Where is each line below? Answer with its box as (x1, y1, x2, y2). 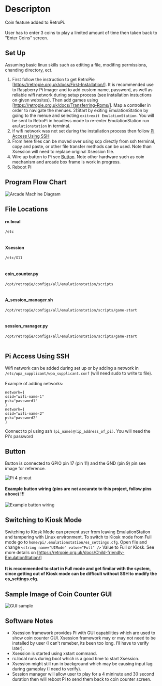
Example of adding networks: (5, 380, 64, 386)
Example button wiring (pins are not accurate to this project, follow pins (5, 486, 152, 492)
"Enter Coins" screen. (5, 35, 48, 41)
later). (12, 645, 24, 651)
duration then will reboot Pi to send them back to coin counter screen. (12, 676, 151, 682)
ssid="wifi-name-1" (5, 394, 44, 399)
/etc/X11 (5, 256, 23, 261)
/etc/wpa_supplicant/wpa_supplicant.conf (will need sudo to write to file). (5, 370, 152, 376)
